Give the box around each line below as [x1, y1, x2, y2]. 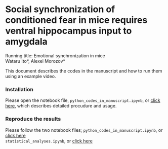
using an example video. [5, 73, 57, 79]
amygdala [5, 36, 48, 48]
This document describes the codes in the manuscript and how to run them [5, 67, 162, 74]
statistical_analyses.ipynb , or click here [5, 138, 93, 144]
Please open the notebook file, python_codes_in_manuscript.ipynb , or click [5, 97, 160, 103]
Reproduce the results [5, 116, 61, 123]
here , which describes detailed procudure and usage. [5, 103, 117, 109]
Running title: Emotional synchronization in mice [5, 52, 105, 59]
